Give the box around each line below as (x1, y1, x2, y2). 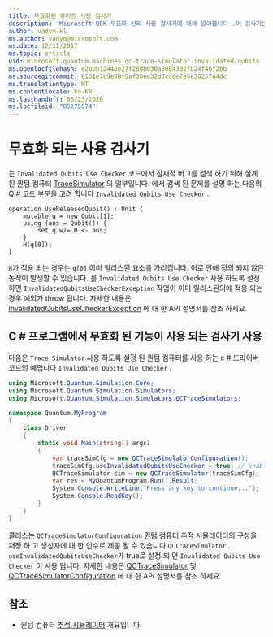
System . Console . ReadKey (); (51, 492, 144, 500)
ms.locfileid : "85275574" (8, 102, 96, 110)
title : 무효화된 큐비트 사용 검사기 (8, 11, 112, 20)
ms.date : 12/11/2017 (8, 42, 79, 50)
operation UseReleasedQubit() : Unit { (8, 205, 144, 214)
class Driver (23, 424, 67, 432)
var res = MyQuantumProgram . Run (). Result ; (51, 477, 198, 485)
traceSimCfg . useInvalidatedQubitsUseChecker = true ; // (51, 461, 245, 470)
